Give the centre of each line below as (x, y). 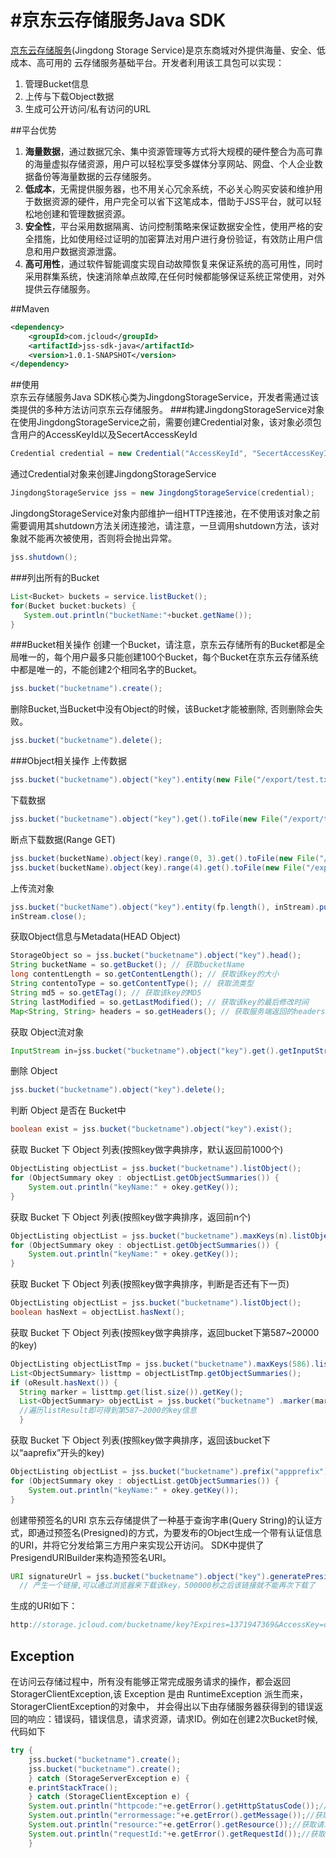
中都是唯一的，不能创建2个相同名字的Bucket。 (106, 670)
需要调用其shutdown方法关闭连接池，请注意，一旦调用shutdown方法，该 (160, 526)
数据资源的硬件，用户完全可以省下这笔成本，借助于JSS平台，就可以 (173, 201)
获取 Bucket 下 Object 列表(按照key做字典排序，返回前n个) (131, 1217)
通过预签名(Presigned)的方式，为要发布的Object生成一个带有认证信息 (179, 1532)
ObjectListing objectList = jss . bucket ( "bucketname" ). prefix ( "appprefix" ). (171, 1472)
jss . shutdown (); (44, 557)
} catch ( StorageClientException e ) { (109, 1797)
